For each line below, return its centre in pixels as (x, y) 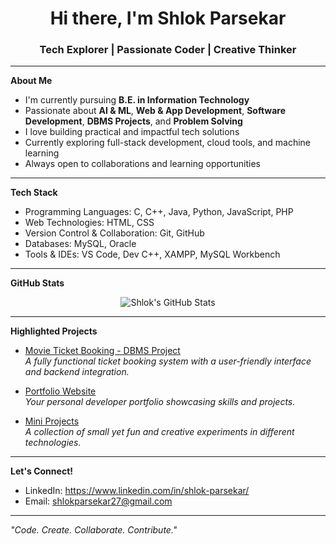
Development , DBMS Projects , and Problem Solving (133, 121)
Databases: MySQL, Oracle (80, 244)
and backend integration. (77, 372)
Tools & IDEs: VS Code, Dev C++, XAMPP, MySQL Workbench (152, 254)
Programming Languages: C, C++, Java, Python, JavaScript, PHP (159, 212)
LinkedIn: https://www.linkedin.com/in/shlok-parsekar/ (137, 491)
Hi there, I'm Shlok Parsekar (168, 18)
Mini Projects (52, 421)
